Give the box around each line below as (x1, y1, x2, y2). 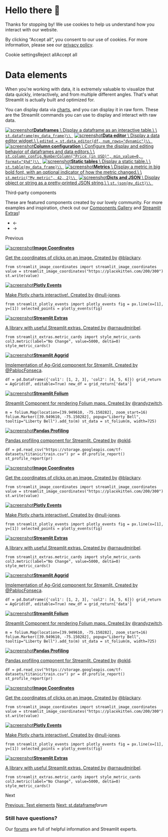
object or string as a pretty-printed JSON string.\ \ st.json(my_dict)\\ (5, 179, 151, 186)
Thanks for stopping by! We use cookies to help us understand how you (5, 21, 155, 27)
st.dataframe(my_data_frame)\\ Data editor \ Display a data (5, 132, 160, 138)
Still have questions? (5, 814, 58, 821)
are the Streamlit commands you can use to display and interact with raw (5, 112, 157, 118)
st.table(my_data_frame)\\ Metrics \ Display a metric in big (5, 164, 160, 170)
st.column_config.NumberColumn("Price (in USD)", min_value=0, (5, 154, 141, 159)
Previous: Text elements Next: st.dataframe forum (5, 802, 107, 808)
